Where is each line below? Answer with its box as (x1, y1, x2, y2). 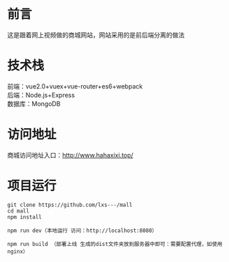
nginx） (7, 248, 29, 255)
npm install (7, 213, 42, 220)
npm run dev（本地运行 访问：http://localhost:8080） (7, 227, 158, 234)
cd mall (7, 207, 30, 215)
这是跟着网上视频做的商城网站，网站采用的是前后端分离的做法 (7, 31, 185, 39)
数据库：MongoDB (7, 99, 61, 108)
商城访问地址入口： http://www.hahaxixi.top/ (7, 151, 134, 159)
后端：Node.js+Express (7, 91, 75, 99)
